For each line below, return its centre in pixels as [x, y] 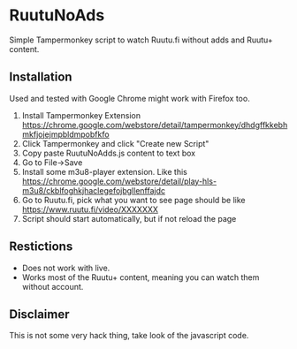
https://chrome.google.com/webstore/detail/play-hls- [119, 181]
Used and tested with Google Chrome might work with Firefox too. [129, 98]
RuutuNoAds [57, 15]
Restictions [41, 247]
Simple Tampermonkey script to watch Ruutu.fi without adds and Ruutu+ [141, 40]
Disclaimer [39, 314]
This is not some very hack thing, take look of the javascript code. [129, 336]
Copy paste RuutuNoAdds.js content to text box [109, 153]
